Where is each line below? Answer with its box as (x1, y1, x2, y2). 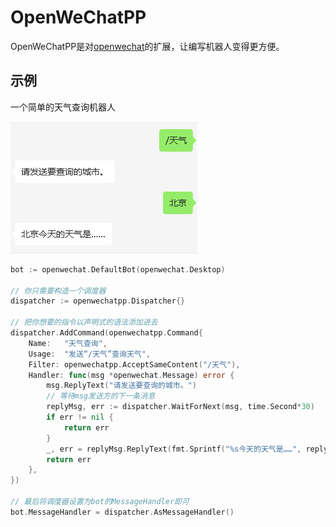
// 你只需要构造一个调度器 (10, 286, 107, 296)
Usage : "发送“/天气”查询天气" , (28, 349, 152, 359)
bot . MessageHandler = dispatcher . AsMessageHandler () (10, 507, 235, 517)
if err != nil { (46, 412, 114, 422)
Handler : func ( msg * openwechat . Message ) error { (28, 370, 235, 380)
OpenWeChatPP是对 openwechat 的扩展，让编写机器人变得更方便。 (10, 40, 285, 52)
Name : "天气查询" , (28, 338, 108, 348)
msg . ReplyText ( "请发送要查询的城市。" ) (46, 381, 197, 391)
